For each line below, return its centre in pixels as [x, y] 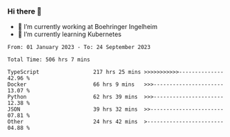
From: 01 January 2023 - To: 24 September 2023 [79, 48]
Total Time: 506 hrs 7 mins [49, 60]
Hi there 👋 [25, 11]
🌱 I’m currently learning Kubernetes [70, 34]
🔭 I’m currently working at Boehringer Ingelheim [87, 27]
